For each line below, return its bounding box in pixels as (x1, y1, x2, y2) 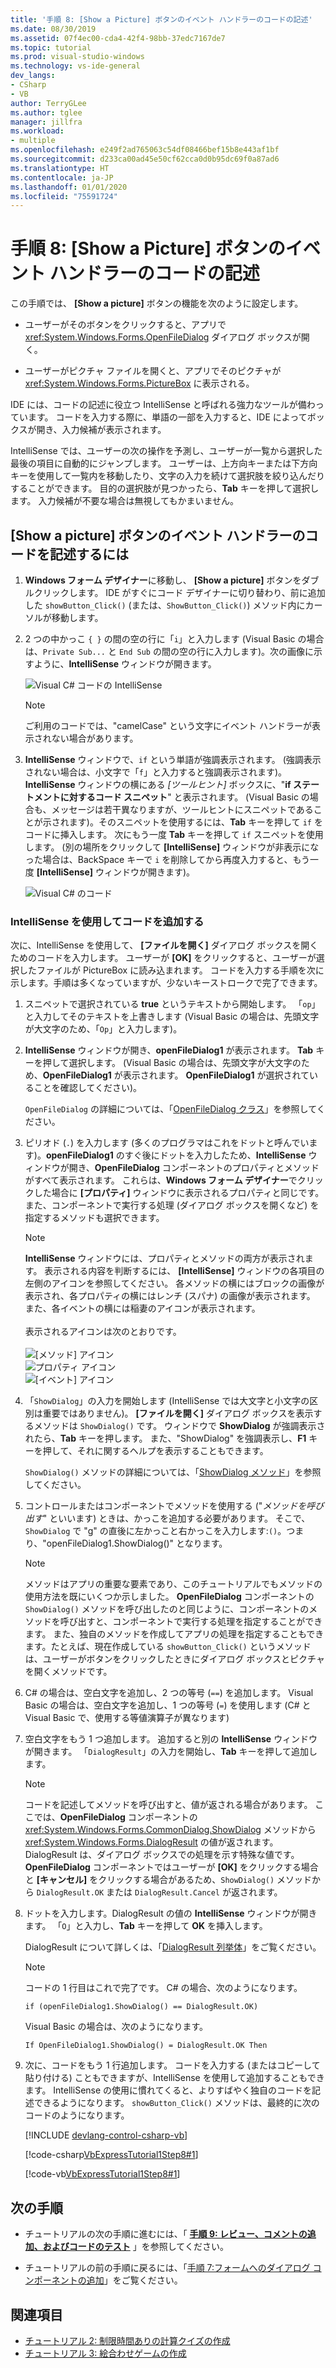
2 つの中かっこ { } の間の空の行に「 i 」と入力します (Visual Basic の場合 (24, 633, 325, 645)
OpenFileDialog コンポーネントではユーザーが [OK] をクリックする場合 (24, 1861, 319, 1873)
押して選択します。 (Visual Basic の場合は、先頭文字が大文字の (42, 1057, 302, 1069)
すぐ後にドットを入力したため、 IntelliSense (124, 1149, 307, 1161)
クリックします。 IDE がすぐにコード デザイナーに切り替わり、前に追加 (33, 587, 326, 598)
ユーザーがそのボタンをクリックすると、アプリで (24, 319, 227, 331)
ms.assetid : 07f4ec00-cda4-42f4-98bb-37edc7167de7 (10, 33, 226, 43)
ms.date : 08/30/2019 (10, 24, 97, 34)
